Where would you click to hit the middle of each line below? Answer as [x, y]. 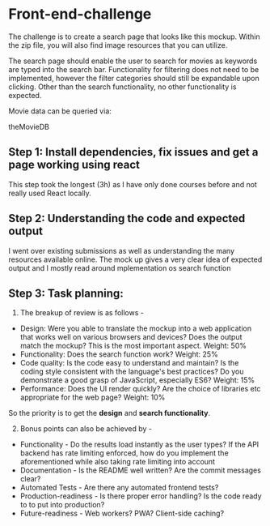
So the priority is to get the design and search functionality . [110, 413]
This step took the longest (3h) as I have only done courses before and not [133, 184]
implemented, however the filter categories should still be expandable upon [134, 78]
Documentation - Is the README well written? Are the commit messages [140, 470]
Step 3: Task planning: [66, 293]
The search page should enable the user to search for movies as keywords [133, 61]
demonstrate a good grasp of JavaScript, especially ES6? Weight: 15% [137, 380]
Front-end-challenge [80, 14]
